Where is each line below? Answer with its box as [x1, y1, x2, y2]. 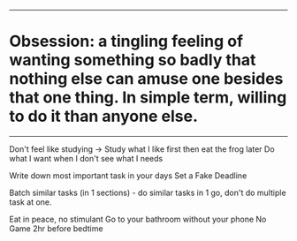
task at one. [9, 196, 52, 207]
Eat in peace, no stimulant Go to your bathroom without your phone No [9, 214, 267, 224]
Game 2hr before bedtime [9, 222, 103, 234]
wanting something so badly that [9, 50, 256, 71]
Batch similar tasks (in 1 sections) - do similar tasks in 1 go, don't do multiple [9, 187, 286, 198]
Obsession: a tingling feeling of [9, 32, 244, 51]
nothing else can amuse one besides [9, 69, 284, 89]
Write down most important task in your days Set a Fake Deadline [9, 169, 247, 181]
